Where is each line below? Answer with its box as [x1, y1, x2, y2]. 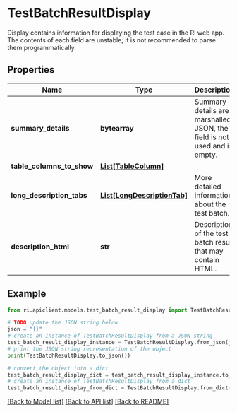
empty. [194, 150, 218, 160]
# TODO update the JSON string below [7, 319, 119, 326]
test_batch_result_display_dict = [7, 371, 109, 379]
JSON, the [194, 123, 229, 133]
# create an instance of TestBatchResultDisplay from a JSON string [7, 332, 213, 340]
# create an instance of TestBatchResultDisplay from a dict [7, 378, 191, 385]
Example [7, 288, 47, 300]
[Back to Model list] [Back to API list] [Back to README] [7, 397, 169, 406]
